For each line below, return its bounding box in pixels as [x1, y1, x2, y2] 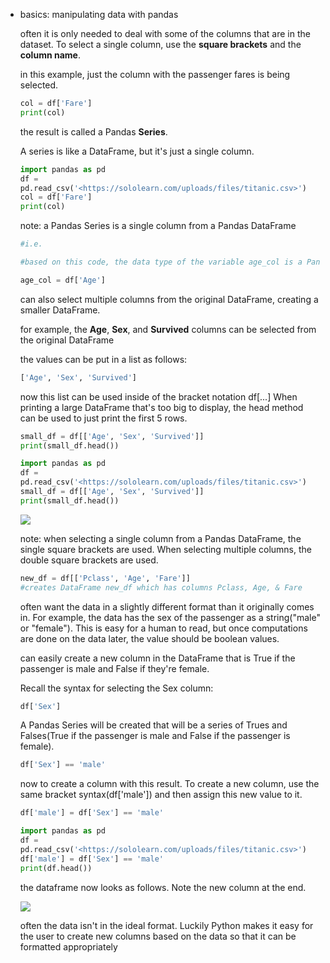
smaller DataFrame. [19, 304, 101, 316]
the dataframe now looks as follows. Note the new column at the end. [19, 881, 307, 893]
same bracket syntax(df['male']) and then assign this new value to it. [19, 789, 303, 801]
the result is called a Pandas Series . [19, 125, 168, 138]
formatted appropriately [19, 940, 118, 953]
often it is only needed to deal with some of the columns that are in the [19, 28, 311, 39]
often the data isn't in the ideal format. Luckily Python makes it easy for [19, 919, 314, 931]
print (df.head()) [19, 863, 93, 873]
